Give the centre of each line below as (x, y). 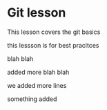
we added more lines (37, 85)
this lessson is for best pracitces (53, 45)
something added (32, 99)
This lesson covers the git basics (54, 32)
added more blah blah (38, 72)
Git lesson (37, 13)
